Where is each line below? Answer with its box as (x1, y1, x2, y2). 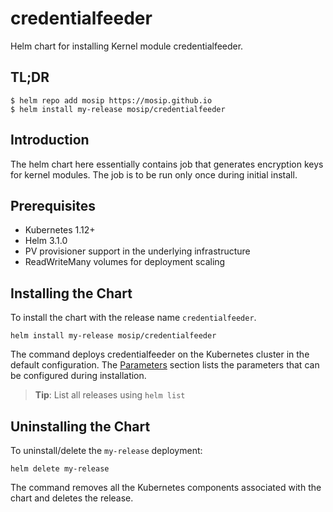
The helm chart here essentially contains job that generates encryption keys (10, 158, 324, 170)
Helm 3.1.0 (24, 235, 68, 247)
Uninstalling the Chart (10, 418, 151, 435)
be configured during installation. (10, 370, 147, 382)
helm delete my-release (10, 464, 110, 474)
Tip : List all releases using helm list (34, 389, 186, 401)
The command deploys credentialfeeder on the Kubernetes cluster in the (10, 348, 310, 361)
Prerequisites (10, 197, 96, 214)
